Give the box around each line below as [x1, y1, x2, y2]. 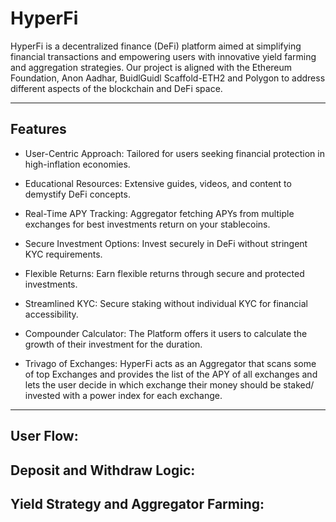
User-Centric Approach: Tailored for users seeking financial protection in [24, 147, 325, 159]
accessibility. [24, 308, 79, 320]
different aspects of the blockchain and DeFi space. [10, 82, 223, 94]
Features [10, 121, 67, 138]
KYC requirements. [24, 248, 103, 260]
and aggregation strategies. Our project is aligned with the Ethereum [10, 61, 293, 73]
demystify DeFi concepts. [24, 188, 131, 200]
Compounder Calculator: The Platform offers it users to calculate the [24, 327, 308, 339]
